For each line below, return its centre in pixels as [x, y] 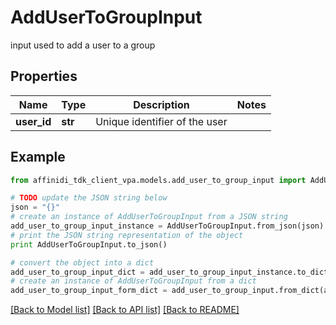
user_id [33, 121]
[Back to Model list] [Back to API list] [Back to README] [125, 310]
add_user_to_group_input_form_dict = [89, 291]
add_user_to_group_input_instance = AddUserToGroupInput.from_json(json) [167, 226]
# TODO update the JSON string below [89, 198]
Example [38, 157]
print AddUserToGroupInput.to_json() [89, 244]
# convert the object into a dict [82, 262]
